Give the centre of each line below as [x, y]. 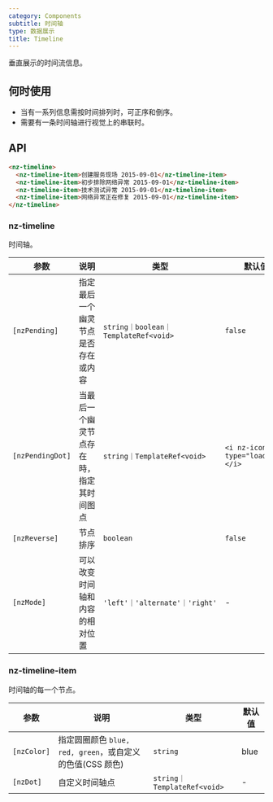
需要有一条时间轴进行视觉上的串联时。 [84, 122]
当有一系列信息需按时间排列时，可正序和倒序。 [98, 112]
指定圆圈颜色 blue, [94, 739]
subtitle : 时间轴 [36, 24]
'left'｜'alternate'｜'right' [160, 603]
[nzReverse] [36, 539]
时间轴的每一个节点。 [44, 690]
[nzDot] [27, 782]
